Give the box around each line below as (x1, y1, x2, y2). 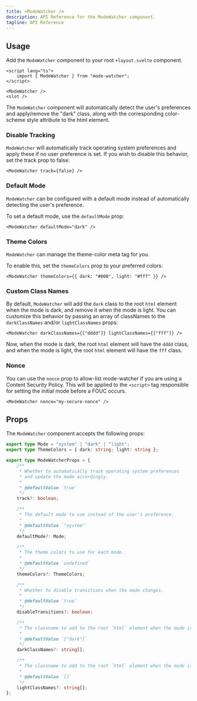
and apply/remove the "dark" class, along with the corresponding (6, 110, 164, 117)
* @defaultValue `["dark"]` (19, 636, 88, 642)
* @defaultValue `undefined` (19, 560, 91, 566)
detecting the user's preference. (6, 201, 84, 208)
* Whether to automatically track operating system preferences (19, 468, 180, 474)
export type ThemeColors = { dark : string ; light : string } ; (6, 447, 159, 453)
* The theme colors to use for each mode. (19, 549, 125, 556)
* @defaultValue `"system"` (19, 522, 88, 528)
